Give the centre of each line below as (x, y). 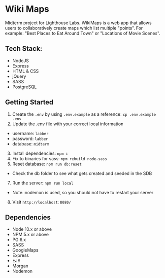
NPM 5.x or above (31, 235)
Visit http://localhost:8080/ (42, 202)
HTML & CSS (25, 71)
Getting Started (29, 102)
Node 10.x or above (32, 229)
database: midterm (31, 143)
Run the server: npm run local (43, 183)
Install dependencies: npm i (40, 153)
